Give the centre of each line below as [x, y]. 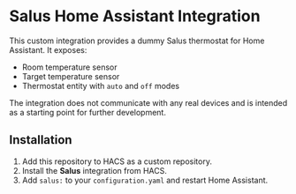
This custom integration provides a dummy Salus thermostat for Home [137, 41]
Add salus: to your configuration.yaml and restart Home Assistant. [145, 180]
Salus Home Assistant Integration [135, 16]
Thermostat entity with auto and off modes [100, 86]
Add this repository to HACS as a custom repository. [117, 161]
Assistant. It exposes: [48, 49]
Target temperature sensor [71, 76]
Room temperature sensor [69, 67]
